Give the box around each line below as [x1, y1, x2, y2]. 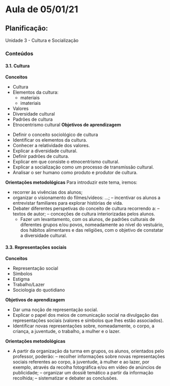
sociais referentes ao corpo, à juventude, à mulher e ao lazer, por [12, 359, 150, 365]
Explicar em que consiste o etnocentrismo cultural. [12, 159, 120, 165]
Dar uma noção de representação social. [12, 307, 98, 313]
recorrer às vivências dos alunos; [12, 189, 83, 196]
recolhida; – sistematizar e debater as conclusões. [12, 375, 118, 381]
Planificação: [5, 24, 48, 33]
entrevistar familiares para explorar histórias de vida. [12, 200, 123, 206]
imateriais [20, 100, 41, 106]
